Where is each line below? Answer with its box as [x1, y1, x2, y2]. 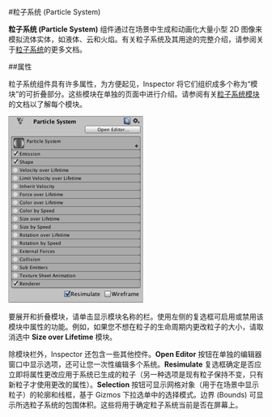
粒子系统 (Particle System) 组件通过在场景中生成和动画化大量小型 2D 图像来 [8, 24, 263, 34]
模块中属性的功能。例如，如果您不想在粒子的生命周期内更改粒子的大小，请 [8, 322, 257, 331]
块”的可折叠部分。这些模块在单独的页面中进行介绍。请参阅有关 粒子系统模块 [8, 89, 261, 99]
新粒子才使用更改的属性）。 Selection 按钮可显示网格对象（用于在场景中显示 [8, 380, 260, 389]
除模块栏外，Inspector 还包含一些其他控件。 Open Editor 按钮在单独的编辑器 [8, 350, 262, 359]
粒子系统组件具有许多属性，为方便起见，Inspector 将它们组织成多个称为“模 [8, 80, 258, 88]
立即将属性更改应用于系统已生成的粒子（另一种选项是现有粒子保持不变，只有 [8, 370, 264, 379]
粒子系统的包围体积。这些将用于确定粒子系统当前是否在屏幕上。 [29, 400, 243, 410]
